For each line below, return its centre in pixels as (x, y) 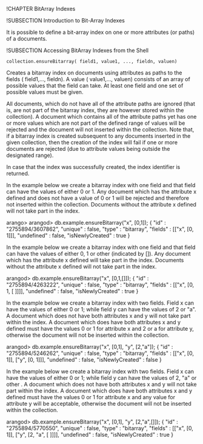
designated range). (30, 155)
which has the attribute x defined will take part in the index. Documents (95, 260)
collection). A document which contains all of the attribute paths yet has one (101, 117)
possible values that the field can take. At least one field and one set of (95, 85)
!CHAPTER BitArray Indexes (41, 9)
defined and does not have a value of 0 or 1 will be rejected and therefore (98, 198)
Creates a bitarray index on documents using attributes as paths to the (95, 73)
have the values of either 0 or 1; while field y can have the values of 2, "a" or (101, 378)
